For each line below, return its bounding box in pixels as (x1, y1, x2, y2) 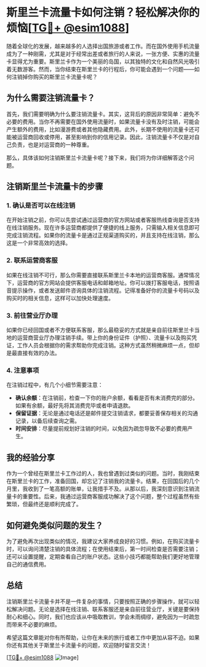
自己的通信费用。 (6, 560, 50, 568)
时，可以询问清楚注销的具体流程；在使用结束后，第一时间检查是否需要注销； (6, 545, 200, 552)
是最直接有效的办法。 (6, 349, 60, 357)
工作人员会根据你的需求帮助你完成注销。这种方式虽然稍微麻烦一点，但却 (17, 342, 200, 349)
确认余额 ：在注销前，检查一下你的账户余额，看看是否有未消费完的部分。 (15, 394, 198, 402)
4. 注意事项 (6, 366, 39, 374)
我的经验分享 (6, 452, 55, 463)
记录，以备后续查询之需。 (15, 417, 80, 425)
